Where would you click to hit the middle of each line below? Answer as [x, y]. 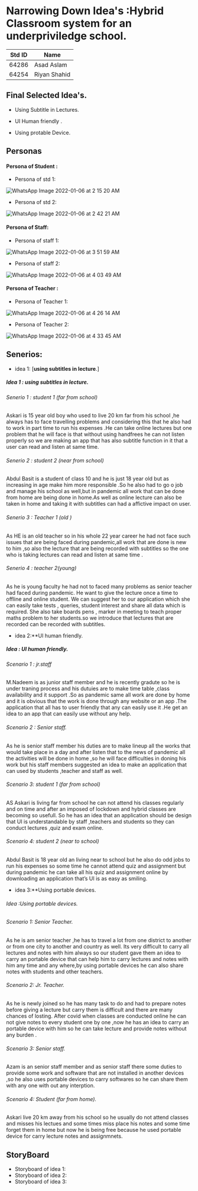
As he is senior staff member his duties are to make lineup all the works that [98, 746]
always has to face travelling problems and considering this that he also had [98, 422]
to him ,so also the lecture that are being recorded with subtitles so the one [98, 548]
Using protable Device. [43, 132]
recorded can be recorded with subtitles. [56, 624]
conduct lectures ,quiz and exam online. [55, 828]
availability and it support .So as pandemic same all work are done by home [98, 695]
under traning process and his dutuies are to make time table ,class [88, 689]
